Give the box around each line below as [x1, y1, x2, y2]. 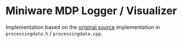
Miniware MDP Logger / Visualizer [5, 4, 177, 18]
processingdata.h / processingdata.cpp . [5, 29, 103, 37]
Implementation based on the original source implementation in [5, 24, 160, 31]
